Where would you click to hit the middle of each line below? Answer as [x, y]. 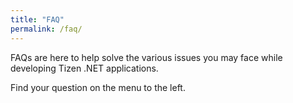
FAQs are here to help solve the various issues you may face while [146, 57]
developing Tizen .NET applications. [84, 68]
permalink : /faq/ [46, 29]
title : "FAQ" [37, 19]
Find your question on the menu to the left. [98, 87]
